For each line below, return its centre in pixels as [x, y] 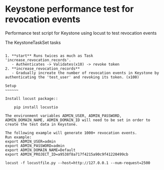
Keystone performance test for [69, 9]
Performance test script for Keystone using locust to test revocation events [81, 33]
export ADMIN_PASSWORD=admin [35, 146]
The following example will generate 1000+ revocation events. [71, 133]
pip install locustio [36, 107]
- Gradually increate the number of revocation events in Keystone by [85, 73]
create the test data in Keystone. [41, 124]
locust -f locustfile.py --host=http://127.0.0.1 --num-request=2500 [78, 163]
